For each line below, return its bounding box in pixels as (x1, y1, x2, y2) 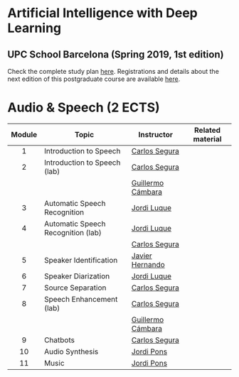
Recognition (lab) (43, 227, 102, 237)
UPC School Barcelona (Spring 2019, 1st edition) (7, 48, 224, 60)
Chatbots (43, 335, 75, 345)
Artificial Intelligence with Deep (7, 5, 198, 21)
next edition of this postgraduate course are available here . (7, 75, 181, 83)
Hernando (131, 259, 165, 269)
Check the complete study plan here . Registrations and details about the (7, 67, 219, 75)
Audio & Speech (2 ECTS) (7, 99, 160, 116)
